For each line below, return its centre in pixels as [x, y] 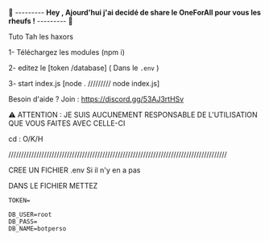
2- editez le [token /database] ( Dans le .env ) [84, 68]
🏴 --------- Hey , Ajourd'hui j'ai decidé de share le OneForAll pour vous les [135, 12]
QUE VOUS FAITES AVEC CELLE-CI [67, 123]
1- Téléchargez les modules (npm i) [67, 52]
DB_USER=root [30, 214]
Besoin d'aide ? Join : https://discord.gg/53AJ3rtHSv [96, 99]
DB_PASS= [23, 222]
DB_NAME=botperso [37, 229]
